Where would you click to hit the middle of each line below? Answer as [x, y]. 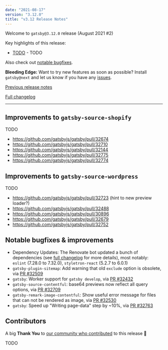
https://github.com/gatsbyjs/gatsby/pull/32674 [60, 139]
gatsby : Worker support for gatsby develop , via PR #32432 [73, 279]
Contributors [26, 321]
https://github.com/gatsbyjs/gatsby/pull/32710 [60, 144]
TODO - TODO [27, 53]
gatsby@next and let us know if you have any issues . [58, 78]
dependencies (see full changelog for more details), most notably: [80, 257]
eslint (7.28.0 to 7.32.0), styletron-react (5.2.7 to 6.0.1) [70, 263]
